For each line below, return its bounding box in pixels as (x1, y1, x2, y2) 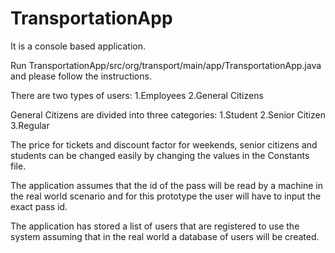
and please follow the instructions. (10, 70, 152, 82)
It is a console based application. (10, 40, 147, 52)
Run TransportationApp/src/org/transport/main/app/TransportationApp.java (10, 59, 322, 71)
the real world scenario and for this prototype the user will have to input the (10, 190, 322, 202)
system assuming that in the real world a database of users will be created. (10, 230, 320, 242)
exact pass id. (10, 200, 68, 212)
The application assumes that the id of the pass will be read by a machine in (10, 179, 323, 191)
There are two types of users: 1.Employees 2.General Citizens (10, 89, 264, 101)
